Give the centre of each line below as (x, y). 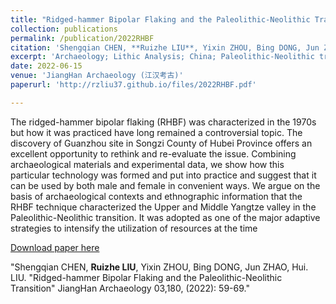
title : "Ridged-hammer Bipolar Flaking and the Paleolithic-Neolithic (160, 19)
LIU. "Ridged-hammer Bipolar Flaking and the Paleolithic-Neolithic (146, 277)
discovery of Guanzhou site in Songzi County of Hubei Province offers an (161, 143)
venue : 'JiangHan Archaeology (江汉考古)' (97, 76)
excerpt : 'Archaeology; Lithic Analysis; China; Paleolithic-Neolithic (162, 57)
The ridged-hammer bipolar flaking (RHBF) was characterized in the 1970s (163, 122)
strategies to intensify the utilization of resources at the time (134, 228)
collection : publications (64, 29)
